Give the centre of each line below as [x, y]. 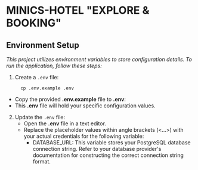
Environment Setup [43, 45]
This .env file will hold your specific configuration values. [85, 106]
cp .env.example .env [47, 88]
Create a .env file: [37, 77]
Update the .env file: [40, 117]
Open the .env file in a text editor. [65, 123]
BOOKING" [34, 23]
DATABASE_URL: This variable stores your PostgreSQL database [112, 143]
